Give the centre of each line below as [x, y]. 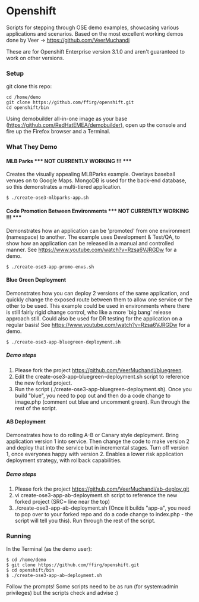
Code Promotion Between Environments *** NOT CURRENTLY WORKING [98, 211]
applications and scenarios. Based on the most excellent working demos [95, 33]
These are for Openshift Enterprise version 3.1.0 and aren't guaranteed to [96, 51]
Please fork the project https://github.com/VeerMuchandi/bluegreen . [99, 370]
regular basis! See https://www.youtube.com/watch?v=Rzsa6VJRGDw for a [98, 325]
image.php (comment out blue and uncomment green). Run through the [102, 402]
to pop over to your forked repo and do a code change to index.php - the [104, 514]
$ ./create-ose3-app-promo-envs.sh [50, 267]
